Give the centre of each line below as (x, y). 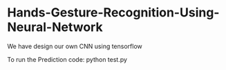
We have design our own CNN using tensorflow (75, 46)
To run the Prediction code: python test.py (67, 59)
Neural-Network (55, 27)
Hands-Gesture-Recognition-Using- (113, 13)
